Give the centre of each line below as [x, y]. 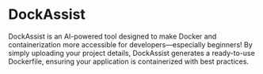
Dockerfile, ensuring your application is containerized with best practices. [129, 61]
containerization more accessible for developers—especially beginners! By [131, 44]
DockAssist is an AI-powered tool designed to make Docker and [112, 36]
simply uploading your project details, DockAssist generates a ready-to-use [131, 53]
